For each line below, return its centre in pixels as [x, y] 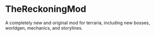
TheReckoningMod [46, 9]
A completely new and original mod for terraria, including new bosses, [78, 23]
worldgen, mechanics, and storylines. [44, 28]
